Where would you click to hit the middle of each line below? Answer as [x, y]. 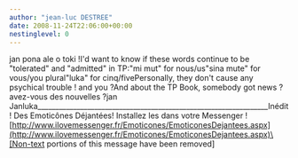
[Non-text [27, 144]
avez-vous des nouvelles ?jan [63, 97]
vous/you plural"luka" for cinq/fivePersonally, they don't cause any [132, 78]
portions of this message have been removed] [131, 144]
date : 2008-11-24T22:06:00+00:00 [71, 26]
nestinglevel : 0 [39, 34]
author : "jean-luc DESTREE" [61, 17]
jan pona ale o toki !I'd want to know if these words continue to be [129, 59]
